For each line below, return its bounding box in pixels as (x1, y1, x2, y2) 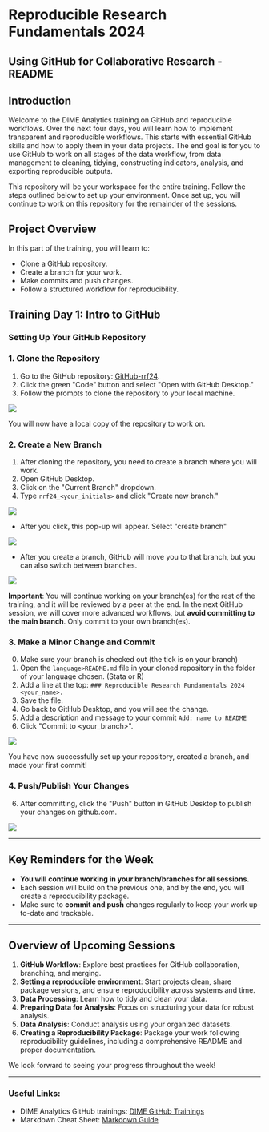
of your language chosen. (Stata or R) (19, 672, 144, 681)
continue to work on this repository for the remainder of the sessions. (8, 199, 238, 209)
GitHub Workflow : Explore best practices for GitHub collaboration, (19, 960, 240, 969)
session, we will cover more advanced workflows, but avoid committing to (8, 608, 255, 618)
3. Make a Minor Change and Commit (8, 636, 155, 648)
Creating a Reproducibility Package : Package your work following (19, 1028, 240, 1038)
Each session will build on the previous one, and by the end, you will (19, 882, 245, 892)
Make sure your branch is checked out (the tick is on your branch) (19, 655, 239, 664)
